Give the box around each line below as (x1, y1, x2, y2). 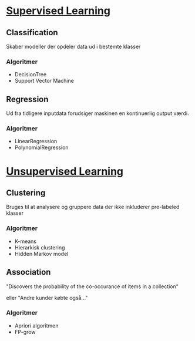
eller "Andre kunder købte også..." (6, 294, 88, 301)
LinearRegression (14, 138, 58, 145)
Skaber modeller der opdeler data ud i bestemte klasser (6, 43, 141, 50)
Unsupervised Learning (6, 164, 124, 178)
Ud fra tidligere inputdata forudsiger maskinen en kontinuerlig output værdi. (6, 110, 189, 117)
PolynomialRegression (14, 144, 69, 151)
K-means (14, 238, 37, 245)
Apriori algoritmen (14, 322, 59, 329)
